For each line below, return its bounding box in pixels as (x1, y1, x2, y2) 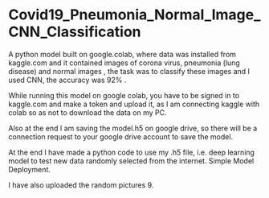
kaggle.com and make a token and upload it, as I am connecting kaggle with (8, 99, 259, 109)
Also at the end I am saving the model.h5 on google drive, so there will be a (8, 123, 258, 133)
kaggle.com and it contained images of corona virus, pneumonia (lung (8, 58, 241, 68)
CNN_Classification (8, 23, 142, 41)
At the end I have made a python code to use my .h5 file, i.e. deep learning (8, 147, 255, 157)
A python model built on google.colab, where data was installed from (8, 49, 237, 59)
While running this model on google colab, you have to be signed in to (8, 90, 239, 100)
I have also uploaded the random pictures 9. (8, 179, 154, 190)
